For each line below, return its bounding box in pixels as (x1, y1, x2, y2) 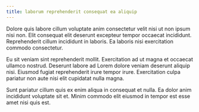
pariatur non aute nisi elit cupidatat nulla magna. (6, 74, 125, 82)
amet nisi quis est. (6, 99, 51, 106)
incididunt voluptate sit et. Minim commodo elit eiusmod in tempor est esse (6, 92, 191, 99)
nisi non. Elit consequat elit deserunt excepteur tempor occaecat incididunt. (6, 31, 192, 39)
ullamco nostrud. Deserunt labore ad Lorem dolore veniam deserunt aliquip (6, 62, 191, 69)
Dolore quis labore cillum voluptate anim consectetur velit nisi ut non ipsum (6, 25, 191, 32)
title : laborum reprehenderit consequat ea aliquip (6, 8, 137, 15)
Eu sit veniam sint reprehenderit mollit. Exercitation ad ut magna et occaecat (6, 55, 194, 63)
